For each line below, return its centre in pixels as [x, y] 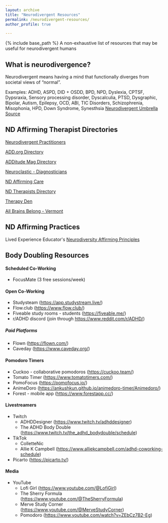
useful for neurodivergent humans [41, 48]
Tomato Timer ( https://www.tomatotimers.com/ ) [63, 377]
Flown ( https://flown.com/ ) [41, 343]
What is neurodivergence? [48, 64]
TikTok [20, 438]
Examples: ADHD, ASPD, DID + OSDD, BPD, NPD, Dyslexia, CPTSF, [75, 92]
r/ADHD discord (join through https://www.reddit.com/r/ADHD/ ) [79, 319]
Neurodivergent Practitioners [36, 142]
